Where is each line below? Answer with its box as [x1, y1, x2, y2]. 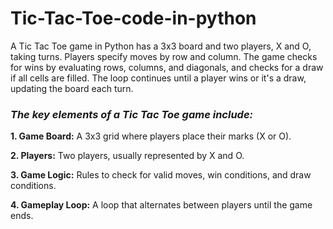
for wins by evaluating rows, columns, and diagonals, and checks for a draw [10, 61, 324, 73]
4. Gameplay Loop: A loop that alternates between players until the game [10, 199, 313, 211]
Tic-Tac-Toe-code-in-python [10, 7, 257, 30]
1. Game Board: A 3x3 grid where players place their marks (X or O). [10, 130, 292, 142]
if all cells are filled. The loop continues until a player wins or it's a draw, [10, 72, 307, 84]
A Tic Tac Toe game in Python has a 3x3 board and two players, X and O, [10, 40, 312, 52]
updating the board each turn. [10, 82, 134, 94]
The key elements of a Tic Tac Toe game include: [10, 107, 253, 121]
